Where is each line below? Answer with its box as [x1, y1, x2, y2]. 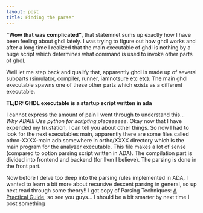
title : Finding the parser [6, 14, 74, 21]
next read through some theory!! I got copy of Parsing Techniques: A [6, 186, 177, 194]
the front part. [6, 162, 41, 170]
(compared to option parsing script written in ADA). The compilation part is [6, 149, 192, 157]
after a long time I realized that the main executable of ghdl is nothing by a [6, 43, 191, 51]
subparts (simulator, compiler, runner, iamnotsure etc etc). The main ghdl [6, 75, 188, 82]
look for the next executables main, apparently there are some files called [6, 130, 189, 138]
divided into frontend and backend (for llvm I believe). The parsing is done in [6, 156, 197, 163]
